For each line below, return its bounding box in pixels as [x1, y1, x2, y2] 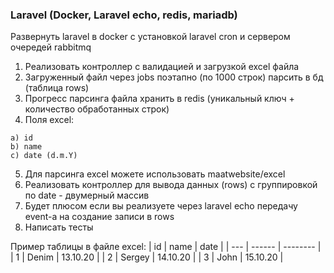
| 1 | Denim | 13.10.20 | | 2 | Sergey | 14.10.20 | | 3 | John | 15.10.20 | [10, 251, 284, 263]
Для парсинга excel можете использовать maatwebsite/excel [24, 168, 286, 180]
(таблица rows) [24, 82, 90, 94]
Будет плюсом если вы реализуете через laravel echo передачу [24, 200, 298, 212]
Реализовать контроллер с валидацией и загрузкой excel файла [24, 61, 300, 73]
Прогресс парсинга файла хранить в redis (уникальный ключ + [24, 93, 295, 105]
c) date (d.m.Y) [10, 151, 78, 161]
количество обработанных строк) [24, 103, 170, 115]
